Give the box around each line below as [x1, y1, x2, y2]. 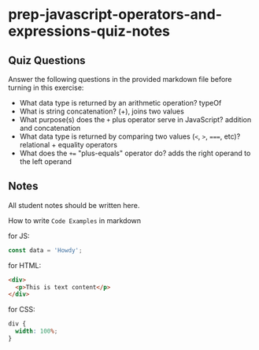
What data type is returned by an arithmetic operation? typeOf [19, 99, 222, 107]
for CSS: [8, 305, 35, 315]
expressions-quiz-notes [8, 22, 171, 40]
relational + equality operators [19, 140, 118, 149]
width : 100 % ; [15, 327, 58, 336]
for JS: [8, 231, 30, 240]
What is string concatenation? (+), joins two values [19, 106, 185, 116]
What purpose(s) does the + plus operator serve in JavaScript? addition [19, 115, 252, 124]
